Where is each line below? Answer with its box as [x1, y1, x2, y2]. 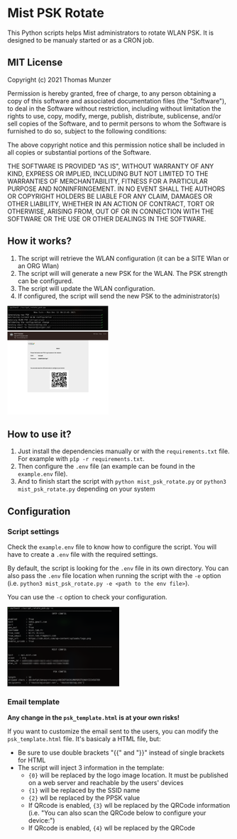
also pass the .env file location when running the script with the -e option [7, 572, 221, 580]
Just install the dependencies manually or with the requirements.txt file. [17, 447, 230, 455]
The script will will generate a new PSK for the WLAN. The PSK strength [17, 269, 228, 277]
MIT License [7, 57, 63, 69]
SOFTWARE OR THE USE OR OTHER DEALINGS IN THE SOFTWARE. [7, 214, 206, 223]
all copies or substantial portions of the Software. [7, 148, 151, 157]
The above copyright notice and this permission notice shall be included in [7, 140, 225, 149]
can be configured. [17, 277, 74, 285]
